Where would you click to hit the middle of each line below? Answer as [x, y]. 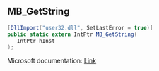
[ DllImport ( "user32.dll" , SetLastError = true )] [80, 27]
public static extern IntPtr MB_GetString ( [72, 34]
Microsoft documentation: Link [52, 61]
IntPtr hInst [36, 41]
